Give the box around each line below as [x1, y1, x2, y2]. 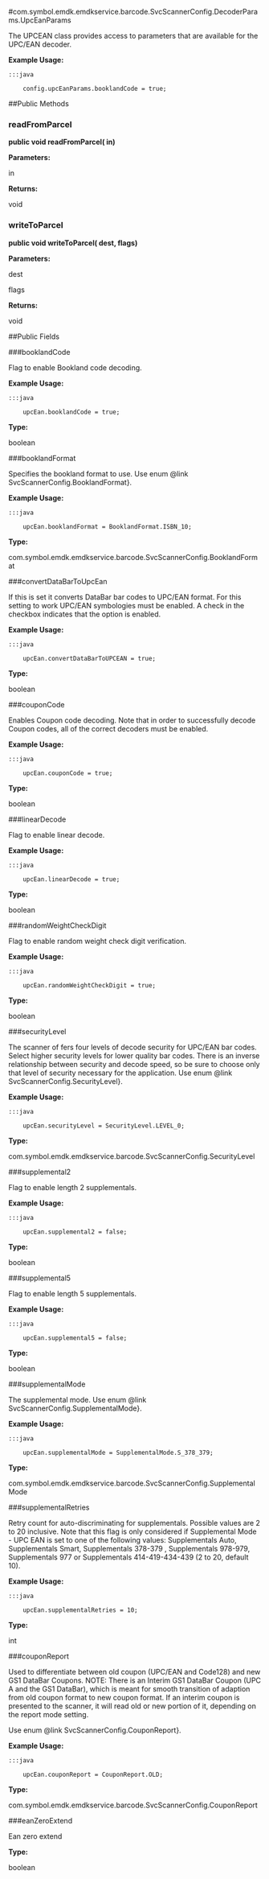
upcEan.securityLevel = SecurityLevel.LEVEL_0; [22, 1122, 185, 1130]
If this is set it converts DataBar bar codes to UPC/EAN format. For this [8, 591, 242, 602]
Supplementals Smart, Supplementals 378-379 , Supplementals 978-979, [8, 1543, 251, 1553]
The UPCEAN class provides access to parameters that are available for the [8, 31, 259, 40]
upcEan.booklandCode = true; [22, 408, 120, 416]
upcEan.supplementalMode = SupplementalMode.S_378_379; [22, 1448, 214, 1457]
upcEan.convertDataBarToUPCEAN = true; [22, 654, 157, 662]
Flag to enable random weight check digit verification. [8, 936, 187, 946]
